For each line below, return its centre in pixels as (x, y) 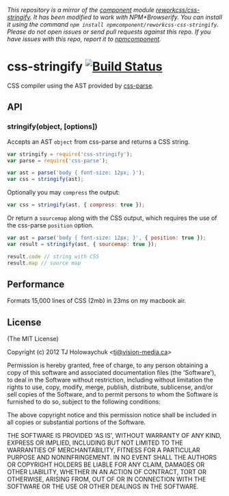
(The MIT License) (33, 339)
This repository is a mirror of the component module (81, 10)
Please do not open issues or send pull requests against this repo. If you (109, 32)
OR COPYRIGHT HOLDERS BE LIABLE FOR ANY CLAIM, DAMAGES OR (106, 464)
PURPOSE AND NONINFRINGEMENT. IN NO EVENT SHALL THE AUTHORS (112, 458)
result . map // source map (44, 263)
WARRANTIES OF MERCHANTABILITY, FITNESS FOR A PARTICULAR (104, 450)
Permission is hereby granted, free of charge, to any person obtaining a (108, 365)
